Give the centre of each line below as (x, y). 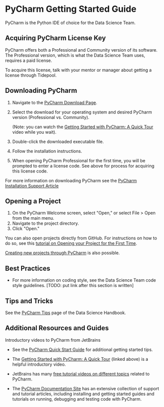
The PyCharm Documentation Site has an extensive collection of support (85, 388)
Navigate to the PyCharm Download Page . (55, 102)
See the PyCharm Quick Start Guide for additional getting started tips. (82, 349)
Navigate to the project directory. (46, 223)
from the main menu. (33, 218)
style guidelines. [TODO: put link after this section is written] (73, 286)
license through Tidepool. (31, 75)
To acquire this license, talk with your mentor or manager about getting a (78, 70)
